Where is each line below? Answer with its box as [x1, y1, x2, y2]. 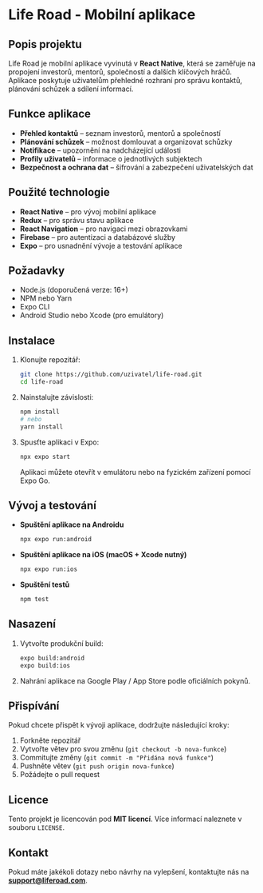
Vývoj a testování [8, 498, 97, 512]
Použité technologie [8, 185, 110, 199]
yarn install [19, 422, 64, 431]
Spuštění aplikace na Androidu [19, 520, 124, 529]
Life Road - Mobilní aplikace [8, 6, 196, 24]
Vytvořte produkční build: [19, 638, 104, 648]
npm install [19, 408, 60, 416]
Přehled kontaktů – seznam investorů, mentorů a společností [19, 128, 221, 138]
